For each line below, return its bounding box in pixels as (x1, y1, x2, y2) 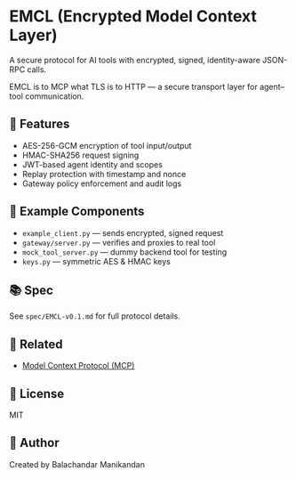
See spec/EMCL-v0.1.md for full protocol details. (9, 311, 180, 321)
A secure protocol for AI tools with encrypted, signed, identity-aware (9, 54, 260, 65)
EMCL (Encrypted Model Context (9, 6, 258, 27)
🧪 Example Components (9, 204, 145, 219)
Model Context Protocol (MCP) (21, 361, 135, 371)
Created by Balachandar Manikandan (9, 459, 145, 469)
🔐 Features (9, 117, 70, 132)
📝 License (9, 386, 65, 402)
